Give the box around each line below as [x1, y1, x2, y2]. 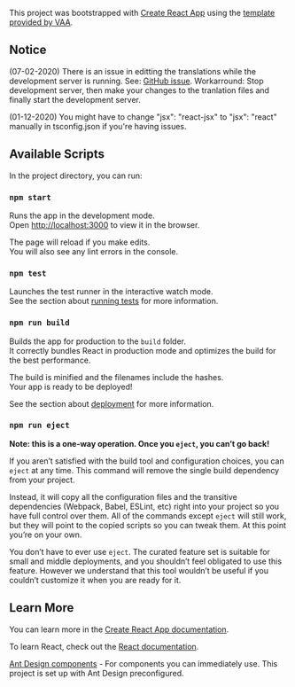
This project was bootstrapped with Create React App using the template [9, 8, 276, 18]
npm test [9, 268, 47, 278]
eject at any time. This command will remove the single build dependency [9, 465, 280, 475]
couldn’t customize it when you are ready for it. [9, 574, 182, 585]
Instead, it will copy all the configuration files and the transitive [9, 491, 237, 502]
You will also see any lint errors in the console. [9, 246, 179, 256]
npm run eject [9, 420, 70, 431]
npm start [9, 192, 51, 202]
